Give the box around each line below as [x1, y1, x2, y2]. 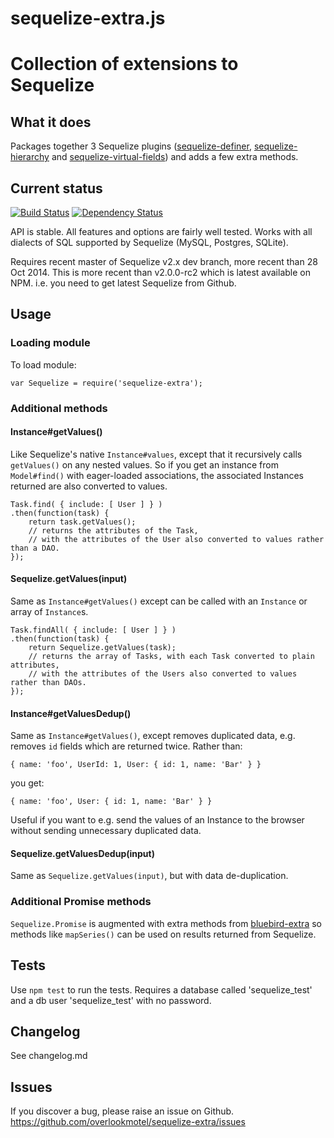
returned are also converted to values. [10, 480, 168, 492]
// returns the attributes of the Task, [28, 525, 199, 536]
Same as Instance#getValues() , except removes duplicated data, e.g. [10, 730, 296, 742]
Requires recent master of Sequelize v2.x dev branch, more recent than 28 [10, 256, 318, 267]
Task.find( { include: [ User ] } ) [10, 499, 163, 509]
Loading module [10, 336, 91, 350]
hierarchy [10, 151, 50, 163]
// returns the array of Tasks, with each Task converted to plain [28, 652, 315, 662]
